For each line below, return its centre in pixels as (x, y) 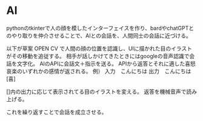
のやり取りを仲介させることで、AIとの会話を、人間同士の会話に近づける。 (99, 35)
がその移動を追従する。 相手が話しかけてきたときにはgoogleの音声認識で (98, 56)
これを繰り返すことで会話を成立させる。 (57, 112)
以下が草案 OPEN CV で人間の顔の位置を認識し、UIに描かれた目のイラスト (99, 48)
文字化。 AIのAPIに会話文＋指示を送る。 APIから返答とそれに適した (101, 64)
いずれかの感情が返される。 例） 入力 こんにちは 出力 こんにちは (107, 71)
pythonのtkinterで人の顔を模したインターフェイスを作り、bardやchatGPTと (100, 28)
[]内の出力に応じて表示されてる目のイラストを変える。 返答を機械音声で (96, 91)
